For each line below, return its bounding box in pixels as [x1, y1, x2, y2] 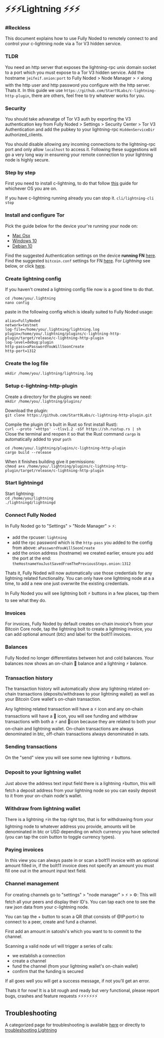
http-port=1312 [5, 348, 36, 353]
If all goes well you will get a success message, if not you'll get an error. [5, 977, 150, 984]
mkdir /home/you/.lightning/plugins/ [5, 399, 82, 404]
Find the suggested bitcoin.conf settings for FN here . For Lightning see [5, 257, 151, 263]
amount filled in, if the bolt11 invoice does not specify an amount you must [5, 863, 154, 869]
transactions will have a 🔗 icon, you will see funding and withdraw [5, 713, 138, 719]
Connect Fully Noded [5, 511, 56, 518]
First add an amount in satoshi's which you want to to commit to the [5, 928, 142, 934]
